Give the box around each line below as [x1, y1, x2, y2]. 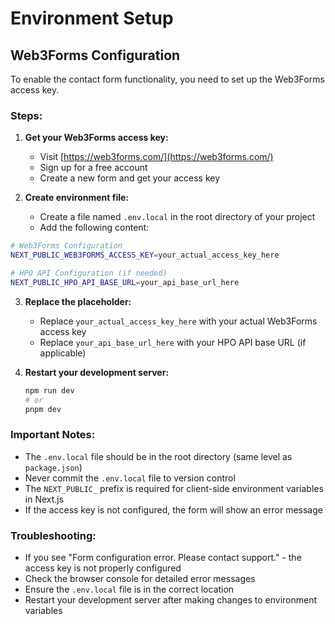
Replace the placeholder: [24, 295, 132, 307]
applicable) [39, 347, 87, 359]
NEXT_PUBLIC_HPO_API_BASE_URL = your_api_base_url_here [10, 277, 240, 287]
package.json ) [24, 461, 83, 473]
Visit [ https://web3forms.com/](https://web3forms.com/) [39, 151, 274, 163]
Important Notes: [10, 428, 96, 442]
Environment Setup [10, 7, 174, 30]
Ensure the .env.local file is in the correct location [24, 583, 235, 596]
